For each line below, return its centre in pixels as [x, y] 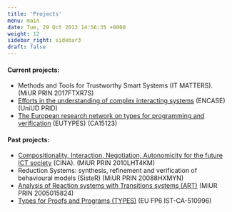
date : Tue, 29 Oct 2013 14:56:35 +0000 [67, 27]
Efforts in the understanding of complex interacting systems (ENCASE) [122, 101]
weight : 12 [24, 34]
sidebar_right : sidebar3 [44, 41]
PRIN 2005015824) [46, 194]
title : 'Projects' [35, 14]
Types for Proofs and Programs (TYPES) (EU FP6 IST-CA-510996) [115, 201]
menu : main [24, 21]
